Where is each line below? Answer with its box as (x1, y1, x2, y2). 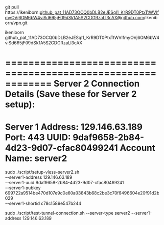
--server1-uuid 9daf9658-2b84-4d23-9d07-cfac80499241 (5, 180, 124, 186)
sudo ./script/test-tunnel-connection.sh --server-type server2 (5, 210, 131, 216)
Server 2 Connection (53, 78, 140, 89)
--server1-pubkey (5, 185, 41, 191)
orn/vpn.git (5, 20, 28, 26)
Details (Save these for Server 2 (5, 89, 137, 100)
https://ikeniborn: (5, 9, 40, 15)
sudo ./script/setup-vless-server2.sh (5, 169, 80, 175)
